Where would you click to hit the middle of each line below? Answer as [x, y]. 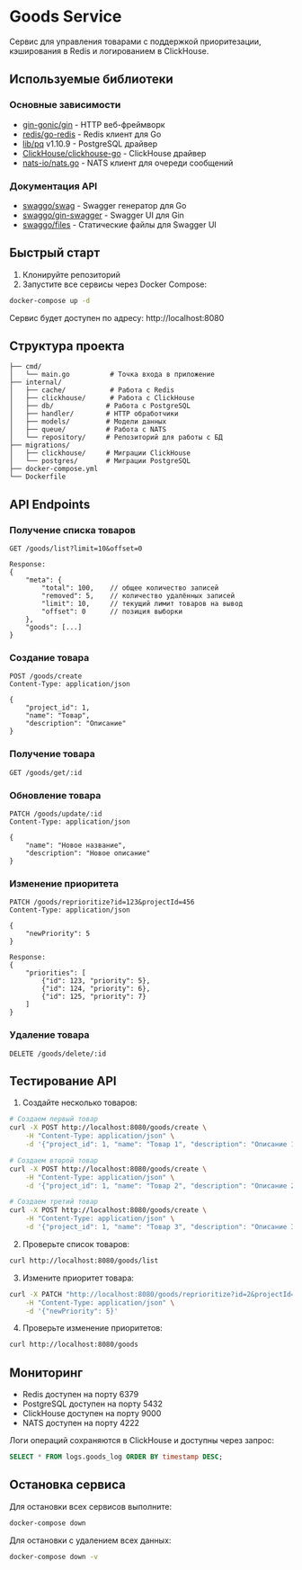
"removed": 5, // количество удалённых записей [138, 596]
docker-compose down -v [54, 1557]
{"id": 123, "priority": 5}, [96, 981]
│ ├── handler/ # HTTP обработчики [94, 414]
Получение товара [53, 754]
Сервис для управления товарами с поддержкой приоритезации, [136, 41]
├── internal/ [36, 383]
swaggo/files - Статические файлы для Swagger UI [120, 224]
